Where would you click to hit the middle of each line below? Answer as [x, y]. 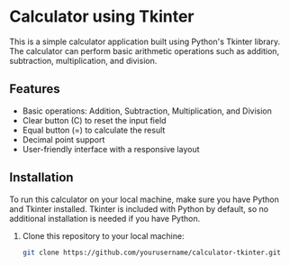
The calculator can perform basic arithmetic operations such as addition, [145, 50]
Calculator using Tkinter [102, 17]
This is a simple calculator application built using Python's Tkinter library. [145, 41]
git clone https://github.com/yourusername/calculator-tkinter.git [151, 252]
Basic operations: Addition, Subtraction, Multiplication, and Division [147, 111]
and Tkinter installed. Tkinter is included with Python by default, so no [139, 208]
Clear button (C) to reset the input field [94, 120]
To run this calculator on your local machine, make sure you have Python [144, 199]
